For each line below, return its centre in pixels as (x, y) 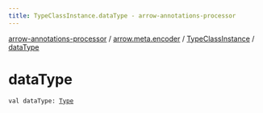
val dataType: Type (41, 101)
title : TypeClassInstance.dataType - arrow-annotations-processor (122, 16)
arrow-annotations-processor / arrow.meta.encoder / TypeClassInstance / (131, 38)
